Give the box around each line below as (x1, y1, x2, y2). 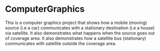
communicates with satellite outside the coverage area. (5, 40, 116, 46)
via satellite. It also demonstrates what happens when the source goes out (5, 30, 155, 36)
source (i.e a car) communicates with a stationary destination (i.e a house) (5, 25, 155, 30)
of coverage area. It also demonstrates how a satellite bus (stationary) (5, 35, 146, 41)
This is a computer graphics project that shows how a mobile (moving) (5, 20, 147, 25)
